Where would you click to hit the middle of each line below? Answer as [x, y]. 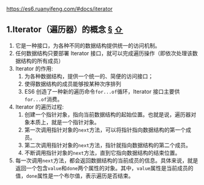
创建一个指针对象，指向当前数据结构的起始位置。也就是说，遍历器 [108, 114]
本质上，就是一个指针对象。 [65, 122]
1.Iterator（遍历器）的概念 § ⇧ [65, 30]
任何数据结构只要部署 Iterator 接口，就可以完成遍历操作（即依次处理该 [104, 53]
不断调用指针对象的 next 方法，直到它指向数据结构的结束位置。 [102, 153]
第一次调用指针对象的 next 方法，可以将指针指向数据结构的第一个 [105, 130]
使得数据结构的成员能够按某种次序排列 [73, 84]
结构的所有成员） [42, 61]
